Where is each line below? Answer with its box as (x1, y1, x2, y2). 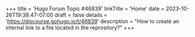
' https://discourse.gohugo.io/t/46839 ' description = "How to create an (5, 18, 179, 24)
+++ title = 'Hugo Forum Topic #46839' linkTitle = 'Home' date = (5, 5, 165, 12)
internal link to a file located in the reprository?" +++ (5, 24, 135, 31)
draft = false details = (54, 11, 108, 18)
